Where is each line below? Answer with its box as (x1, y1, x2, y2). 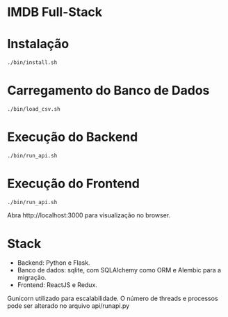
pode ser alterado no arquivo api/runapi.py (7, 302, 130, 310)
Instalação (7, 36, 70, 52)
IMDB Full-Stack (7, 4, 103, 20)
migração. (17, 273, 47, 282)
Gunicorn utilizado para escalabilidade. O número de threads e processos (7, 294, 218, 303)
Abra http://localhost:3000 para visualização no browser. (7, 211, 171, 219)
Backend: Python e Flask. (17, 258, 90, 267)
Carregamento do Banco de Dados (7, 83, 210, 98)
